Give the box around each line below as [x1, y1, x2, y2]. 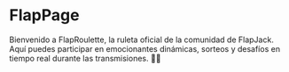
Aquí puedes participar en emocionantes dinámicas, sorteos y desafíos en [9, 43, 281, 54]
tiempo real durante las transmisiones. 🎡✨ [9, 53, 161, 63]
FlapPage [9, 5, 80, 25]
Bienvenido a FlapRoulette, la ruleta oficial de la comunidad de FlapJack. [9, 34, 275, 45]
